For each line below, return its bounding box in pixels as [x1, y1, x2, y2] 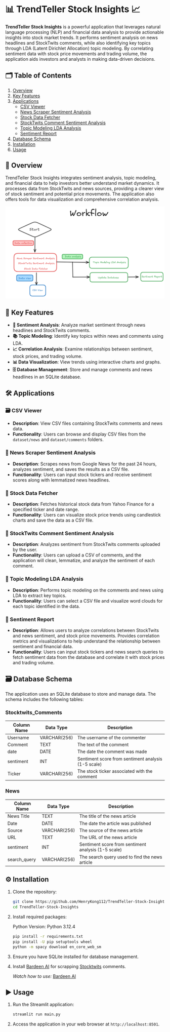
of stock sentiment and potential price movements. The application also [5, 190, 154, 197]
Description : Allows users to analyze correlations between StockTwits [12, 627, 159, 633]
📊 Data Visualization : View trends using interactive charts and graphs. [12, 359, 161, 365]
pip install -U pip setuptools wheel [12, 939, 93, 944]
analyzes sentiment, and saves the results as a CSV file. [12, 466, 130, 472]
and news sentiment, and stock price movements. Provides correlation [12, 632, 160, 639]
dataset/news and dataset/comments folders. [12, 436, 104, 443]
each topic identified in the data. [12, 603, 80, 609]
